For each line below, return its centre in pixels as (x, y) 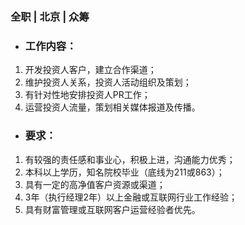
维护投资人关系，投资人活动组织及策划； (108, 82)
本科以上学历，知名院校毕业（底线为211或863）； (124, 172)
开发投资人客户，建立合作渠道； (90, 70)
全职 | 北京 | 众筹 (50, 16)
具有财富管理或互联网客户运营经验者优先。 (112, 209)
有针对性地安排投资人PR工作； (87, 95)
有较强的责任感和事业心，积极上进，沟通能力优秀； (130, 159)
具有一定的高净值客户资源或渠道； (95, 184)
